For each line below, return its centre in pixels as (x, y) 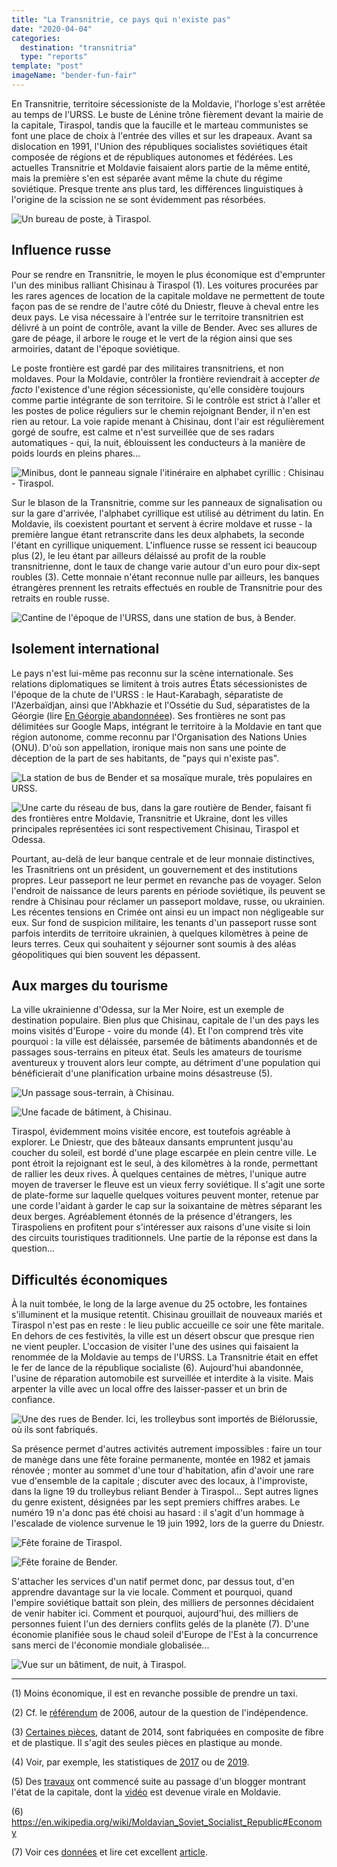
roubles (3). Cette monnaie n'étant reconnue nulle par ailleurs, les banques (165, 577)
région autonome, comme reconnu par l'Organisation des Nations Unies (159, 737)
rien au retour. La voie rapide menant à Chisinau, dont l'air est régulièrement (168, 421)
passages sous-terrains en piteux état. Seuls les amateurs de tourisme (157, 1052)
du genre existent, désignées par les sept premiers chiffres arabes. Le (156, 1502)
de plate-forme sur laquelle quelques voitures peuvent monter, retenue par (165, 1195)
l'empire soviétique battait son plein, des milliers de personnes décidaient (163, 1603)
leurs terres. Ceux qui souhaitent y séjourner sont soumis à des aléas (154, 943)
